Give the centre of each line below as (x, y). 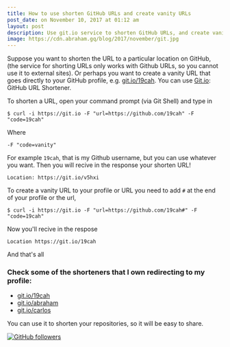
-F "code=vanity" (32, 145)
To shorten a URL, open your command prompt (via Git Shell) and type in (110, 101)
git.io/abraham (38, 303)
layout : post (26, 26)
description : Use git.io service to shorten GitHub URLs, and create (108, 33)
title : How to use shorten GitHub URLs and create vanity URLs (99, 13)
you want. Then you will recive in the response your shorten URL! (99, 165)
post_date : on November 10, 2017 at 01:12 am (73, 20)
